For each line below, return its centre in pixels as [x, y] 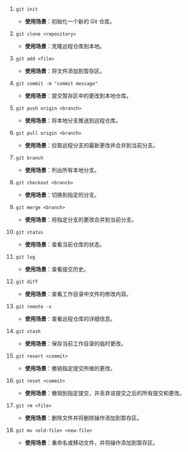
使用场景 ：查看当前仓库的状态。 [65, 244]
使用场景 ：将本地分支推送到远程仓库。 [73, 120]
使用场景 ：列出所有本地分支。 [62, 170]
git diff [27, 282]
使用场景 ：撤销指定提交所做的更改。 [70, 368]
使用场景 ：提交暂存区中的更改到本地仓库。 [78, 96]
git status [30, 232]
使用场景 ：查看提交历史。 [57, 269]
